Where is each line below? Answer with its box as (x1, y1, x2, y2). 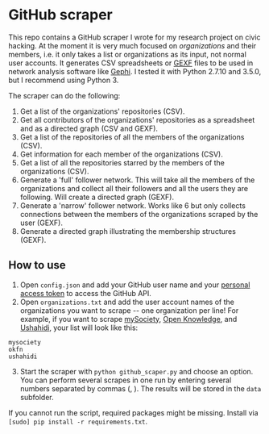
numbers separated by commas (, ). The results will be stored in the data (19, 383, 262, 393)
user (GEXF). (19, 218, 63, 227)
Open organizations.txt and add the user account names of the (19, 297, 235, 307)
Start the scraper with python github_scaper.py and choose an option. (19, 366, 254, 376)
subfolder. (19, 392, 54, 402)
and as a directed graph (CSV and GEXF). (19, 123, 159, 133)
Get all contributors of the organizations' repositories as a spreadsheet (19, 115, 255, 124)
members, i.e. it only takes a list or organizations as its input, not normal (8, 49, 247, 59)
